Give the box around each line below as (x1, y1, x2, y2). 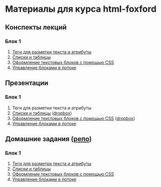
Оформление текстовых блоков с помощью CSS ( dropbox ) (12, 115, 135, 121)
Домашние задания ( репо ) (5, 134, 92, 143)
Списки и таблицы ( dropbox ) (12, 110, 72, 116)
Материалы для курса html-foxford (5, 3, 157, 15)
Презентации (5, 79, 49, 87)
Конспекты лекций (5, 23, 67, 31)
